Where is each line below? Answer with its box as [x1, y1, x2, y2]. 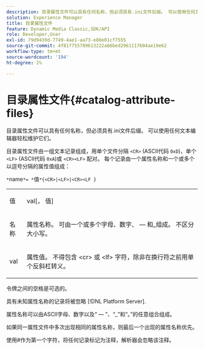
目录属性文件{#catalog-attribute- [6, 93, 175, 107]
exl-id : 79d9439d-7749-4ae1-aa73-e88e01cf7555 [6, 37, 126, 43]
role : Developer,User [6, 32, 61, 38]
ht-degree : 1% [6, 59, 42, 66]
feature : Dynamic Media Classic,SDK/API [6, 25, 110, 32]
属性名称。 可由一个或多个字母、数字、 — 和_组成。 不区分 [26, 220, 194, 229]
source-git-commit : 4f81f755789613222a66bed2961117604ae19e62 [6, 43, 167, 49]
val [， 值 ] [26, 197, 54, 205]
